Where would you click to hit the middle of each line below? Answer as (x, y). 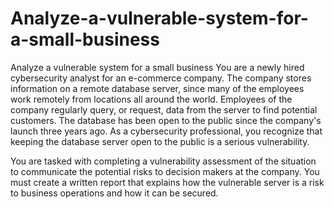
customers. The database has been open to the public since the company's (166, 120)
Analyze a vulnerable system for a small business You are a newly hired (157, 67)
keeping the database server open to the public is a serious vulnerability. (160, 141)
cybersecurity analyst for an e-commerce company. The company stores (161, 78)
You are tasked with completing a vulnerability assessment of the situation (163, 161)
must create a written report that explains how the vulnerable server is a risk (167, 182)
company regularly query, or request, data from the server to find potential (164, 109)
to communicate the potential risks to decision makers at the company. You (165, 171)
